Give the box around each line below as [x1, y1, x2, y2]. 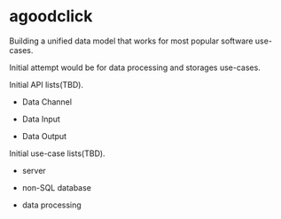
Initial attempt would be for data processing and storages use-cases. [9, 62, 261, 73]
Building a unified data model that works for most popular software [9, 35, 254, 46]
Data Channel [21, 96, 73, 107]
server [21, 165, 46, 176]
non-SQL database [21, 182, 91, 192]
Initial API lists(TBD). [9, 79, 84, 90]
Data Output [21, 130, 67, 141]
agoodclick [9, 6, 93, 27]
